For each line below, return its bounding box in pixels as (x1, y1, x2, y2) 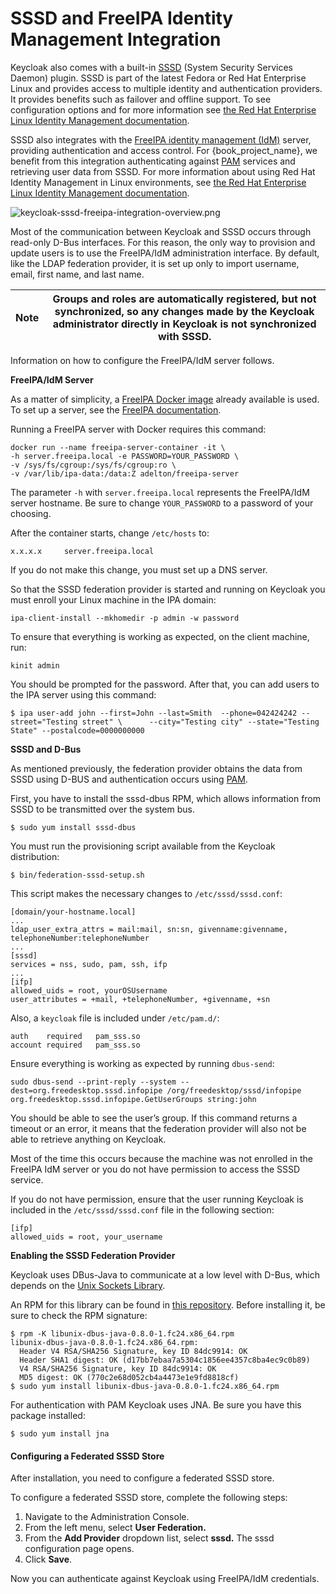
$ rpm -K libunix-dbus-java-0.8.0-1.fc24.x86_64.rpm (10, 1328, 235, 1339)
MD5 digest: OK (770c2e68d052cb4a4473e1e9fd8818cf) (19, 1372, 240, 1382)
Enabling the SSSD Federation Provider (10, 1249, 176, 1261)
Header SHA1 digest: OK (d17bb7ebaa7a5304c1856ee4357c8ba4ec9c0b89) (19, 1355, 311, 1365)
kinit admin (10, 660, 60, 671)
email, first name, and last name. (10, 268, 145, 280)
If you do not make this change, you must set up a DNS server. (10, 563, 268, 576)
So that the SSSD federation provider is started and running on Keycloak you (10, 583, 326, 595)
